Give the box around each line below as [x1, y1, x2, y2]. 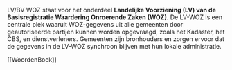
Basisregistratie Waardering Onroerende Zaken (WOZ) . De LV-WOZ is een [7, 13, 223, 21]
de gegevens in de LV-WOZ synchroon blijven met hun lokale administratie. [7, 43, 222, 50]
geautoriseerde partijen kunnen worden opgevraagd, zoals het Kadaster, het [7, 27, 225, 36]
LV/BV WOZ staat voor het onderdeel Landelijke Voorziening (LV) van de [7, 6, 217, 14]
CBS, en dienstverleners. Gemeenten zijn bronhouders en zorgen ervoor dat [7, 35, 225, 43]
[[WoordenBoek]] [7, 56, 57, 64]
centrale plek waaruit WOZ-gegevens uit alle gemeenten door [7, 21, 184, 28]
